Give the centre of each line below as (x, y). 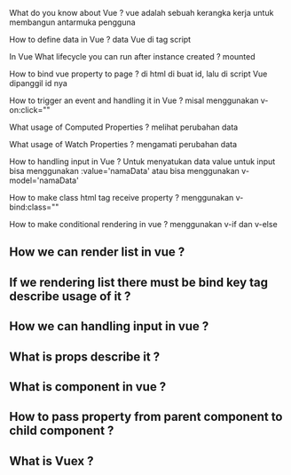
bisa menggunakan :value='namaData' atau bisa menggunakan (124, 171)
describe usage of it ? (70, 296)
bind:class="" (34, 207)
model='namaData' (44, 180)
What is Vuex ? (51, 461)
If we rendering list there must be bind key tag (139, 282)
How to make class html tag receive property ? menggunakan (122, 198)
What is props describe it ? (85, 356)
